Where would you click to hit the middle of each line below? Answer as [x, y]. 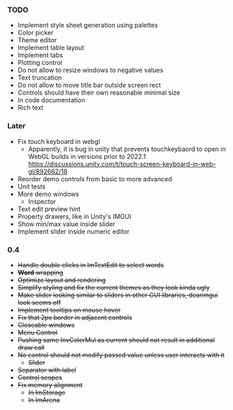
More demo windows [48, 194]
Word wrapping [40, 272]
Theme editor [37, 40]
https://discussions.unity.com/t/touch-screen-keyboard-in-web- [122, 164]
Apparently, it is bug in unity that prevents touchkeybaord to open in [127, 149]
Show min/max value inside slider [66, 224]
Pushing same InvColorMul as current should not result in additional [116, 339]
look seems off [39, 302]
